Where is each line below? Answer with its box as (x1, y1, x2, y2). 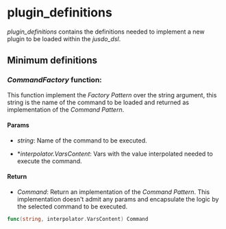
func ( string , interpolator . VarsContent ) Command (7, 216, 149, 223)
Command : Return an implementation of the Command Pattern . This (16, 188, 210, 196)
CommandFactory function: (7, 75, 103, 85)
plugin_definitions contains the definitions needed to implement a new (7, 27, 205, 36)
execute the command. (16, 156, 82, 165)
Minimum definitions (7, 55, 98, 67)
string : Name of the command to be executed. (16, 136, 147, 145)
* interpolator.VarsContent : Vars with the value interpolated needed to (16, 149, 214, 158)
